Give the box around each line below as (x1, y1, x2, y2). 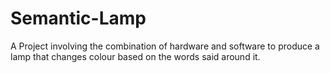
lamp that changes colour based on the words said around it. (10, 50, 261, 62)
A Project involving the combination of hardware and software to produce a (10, 40, 320, 52)
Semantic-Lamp (10, 7, 147, 30)
